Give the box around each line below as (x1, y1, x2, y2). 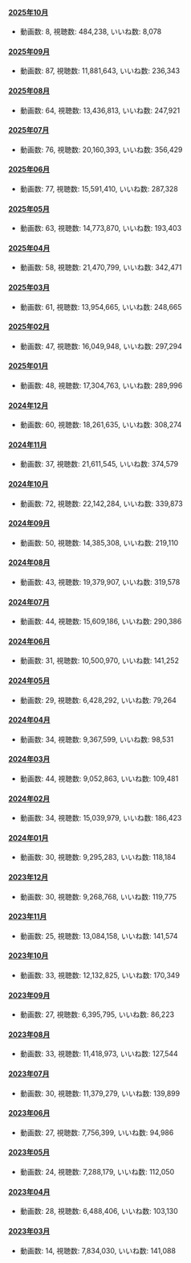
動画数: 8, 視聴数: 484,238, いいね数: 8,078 (19, 27, 162, 36)
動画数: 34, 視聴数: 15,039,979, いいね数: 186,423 (19, 813, 182, 823)
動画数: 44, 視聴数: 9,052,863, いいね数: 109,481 (19, 774, 179, 784)
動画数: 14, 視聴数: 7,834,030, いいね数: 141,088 (19, 1245, 177, 1255)
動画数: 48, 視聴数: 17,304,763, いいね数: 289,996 (19, 381, 183, 390)
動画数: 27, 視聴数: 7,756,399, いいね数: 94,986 (19, 1127, 174, 1138)
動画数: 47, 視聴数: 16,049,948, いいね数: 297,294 (19, 341, 183, 351)
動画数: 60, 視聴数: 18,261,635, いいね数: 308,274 (19, 420, 182, 430)
